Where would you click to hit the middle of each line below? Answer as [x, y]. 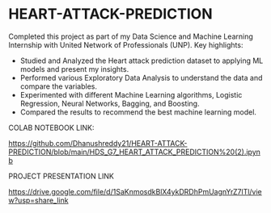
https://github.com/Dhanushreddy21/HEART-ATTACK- [98, 143]
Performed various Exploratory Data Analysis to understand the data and [141, 77]
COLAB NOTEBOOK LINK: [51, 127]
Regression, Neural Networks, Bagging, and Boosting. [110, 103]
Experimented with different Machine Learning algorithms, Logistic [131, 94]
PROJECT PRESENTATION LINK [61, 176]
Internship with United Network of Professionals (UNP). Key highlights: [126, 44]
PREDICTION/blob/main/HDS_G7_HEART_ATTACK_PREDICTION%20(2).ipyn [135, 152]
